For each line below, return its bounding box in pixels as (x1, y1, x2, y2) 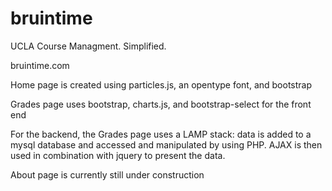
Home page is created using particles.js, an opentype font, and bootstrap (10, 78, 313, 91)
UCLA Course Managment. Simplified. (10, 40, 167, 52)
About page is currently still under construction (10, 168, 205, 181)
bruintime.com (10, 59, 70, 71)
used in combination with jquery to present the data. (10, 149, 226, 161)
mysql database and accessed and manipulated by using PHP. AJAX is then (10, 138, 323, 151)
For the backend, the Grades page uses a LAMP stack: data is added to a (10, 128, 312, 140)
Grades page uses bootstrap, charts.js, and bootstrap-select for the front (10, 98, 312, 110)
